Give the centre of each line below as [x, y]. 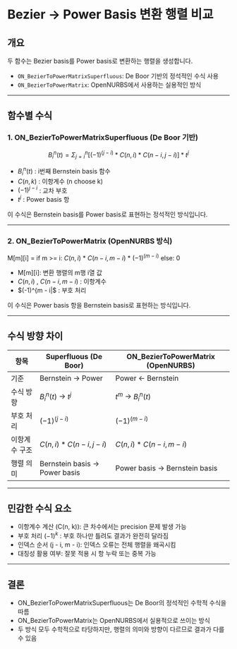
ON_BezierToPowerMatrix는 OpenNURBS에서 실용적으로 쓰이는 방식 [114, 620]
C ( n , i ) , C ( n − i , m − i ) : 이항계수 [62, 281]
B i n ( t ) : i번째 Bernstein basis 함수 [64, 171]
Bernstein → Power [72, 378]
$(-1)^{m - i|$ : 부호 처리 [52, 290]
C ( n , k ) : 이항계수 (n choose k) [60, 181]
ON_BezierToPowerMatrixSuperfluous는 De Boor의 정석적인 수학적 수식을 [122, 602]
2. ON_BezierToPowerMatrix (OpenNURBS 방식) [90, 241]
